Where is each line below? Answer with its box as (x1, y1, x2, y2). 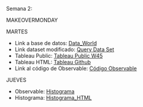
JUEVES (6, 77, 27, 83)
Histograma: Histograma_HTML (14, 95, 92, 101)
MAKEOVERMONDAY (6, 17, 58, 23)
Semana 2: (6, 5, 33, 12)
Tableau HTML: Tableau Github (14, 59, 91, 65)
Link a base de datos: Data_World (14, 40, 97, 46)
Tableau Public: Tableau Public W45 (14, 52, 103, 59)
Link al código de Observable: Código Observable (14, 65, 137, 72)
